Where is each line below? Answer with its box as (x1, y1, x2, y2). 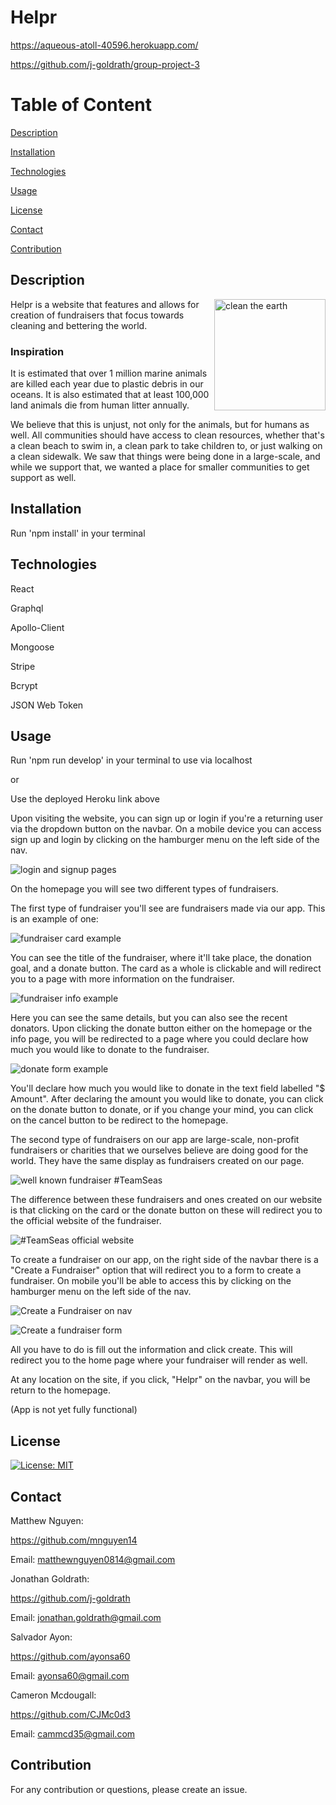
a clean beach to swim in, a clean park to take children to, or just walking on (10, 439, 323, 451)
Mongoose (10, 641, 55, 653)
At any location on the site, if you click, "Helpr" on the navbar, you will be (10, 1374, 311, 1386)
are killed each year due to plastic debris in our (10, 377, 204, 390)
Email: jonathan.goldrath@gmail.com (10, 1612, 162, 1624)
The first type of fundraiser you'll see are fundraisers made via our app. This (10, 902, 326, 915)
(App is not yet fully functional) (10, 1404, 138, 1416)
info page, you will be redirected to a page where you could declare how (10, 1033, 309, 1045)
